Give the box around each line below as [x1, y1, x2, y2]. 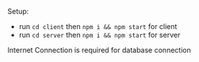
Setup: [7, 7, 29, 16]
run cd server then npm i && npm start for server [18, 31, 181, 39]
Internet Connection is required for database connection [7, 46, 191, 54]
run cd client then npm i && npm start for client [18, 22, 178, 31]
